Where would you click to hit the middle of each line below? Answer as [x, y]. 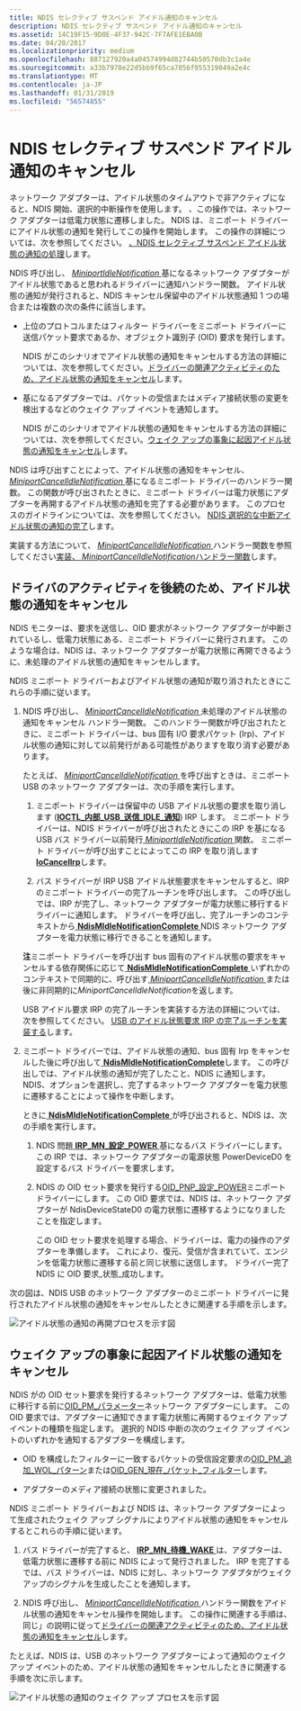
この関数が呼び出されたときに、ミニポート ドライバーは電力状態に [150, 492]
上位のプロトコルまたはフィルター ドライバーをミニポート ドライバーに [154, 326]
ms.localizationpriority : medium [72, 51]
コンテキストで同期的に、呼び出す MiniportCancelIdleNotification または [156, 979]
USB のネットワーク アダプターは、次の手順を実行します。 [131, 787]
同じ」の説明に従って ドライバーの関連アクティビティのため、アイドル [151, 1625]
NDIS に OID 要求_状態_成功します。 [102, 1274]
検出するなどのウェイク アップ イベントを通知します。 [122, 410]
